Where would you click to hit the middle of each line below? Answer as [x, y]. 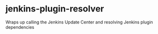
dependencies [20, 27]
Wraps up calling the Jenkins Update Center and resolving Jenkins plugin [79, 22]
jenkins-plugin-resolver [55, 9]
